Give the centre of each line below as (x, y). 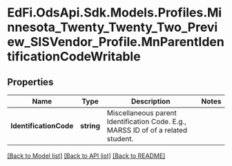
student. (120, 139)
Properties (30, 82)
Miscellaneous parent (142, 113)
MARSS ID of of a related (147, 130)
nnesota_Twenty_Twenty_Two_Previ (113, 27)
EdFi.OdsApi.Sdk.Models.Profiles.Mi (115, 13)
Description (151, 101)
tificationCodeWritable (74, 57)
